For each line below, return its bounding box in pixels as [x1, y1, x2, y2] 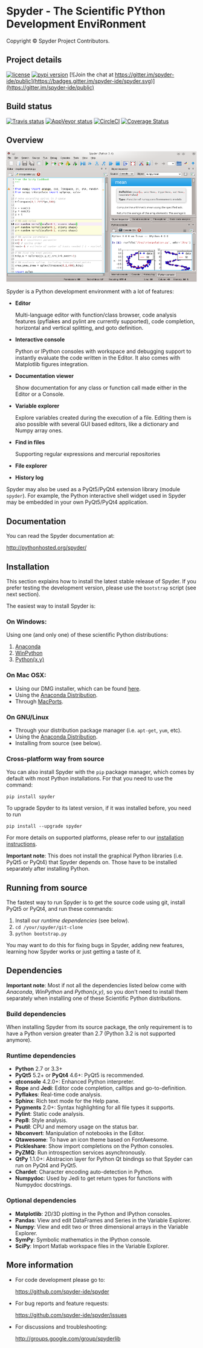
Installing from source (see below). [14, 739, 102, 746]
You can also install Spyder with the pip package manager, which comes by [6, 768, 195, 776]
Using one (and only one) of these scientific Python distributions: [6, 631, 168, 639]
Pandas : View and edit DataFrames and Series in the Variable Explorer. [14, 1216, 192, 1224]
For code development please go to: [14, 1276, 106, 1283]
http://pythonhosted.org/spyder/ [6, 544, 87, 551]
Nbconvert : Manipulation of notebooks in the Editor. [14, 1130, 145, 1137]
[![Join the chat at [69, 71, 114, 78]
